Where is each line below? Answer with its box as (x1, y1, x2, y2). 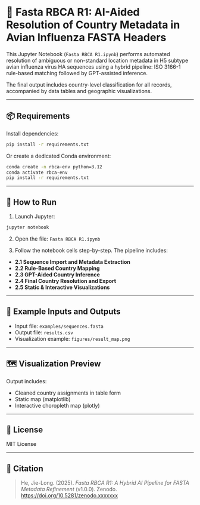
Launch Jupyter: (14, 213, 55, 220)
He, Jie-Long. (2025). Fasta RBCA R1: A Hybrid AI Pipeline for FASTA (20, 479, 189, 486)
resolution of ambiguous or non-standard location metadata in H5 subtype (6, 57, 189, 64)
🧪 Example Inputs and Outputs (6, 307, 121, 317)
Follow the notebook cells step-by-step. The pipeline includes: (14, 247, 168, 254)
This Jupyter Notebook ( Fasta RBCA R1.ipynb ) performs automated (6, 50, 170, 57)
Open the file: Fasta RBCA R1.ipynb (14, 235, 101, 242)
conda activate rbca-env (6, 170, 68, 175)
